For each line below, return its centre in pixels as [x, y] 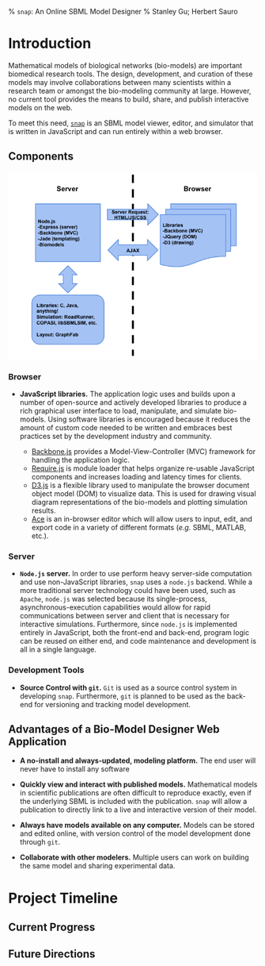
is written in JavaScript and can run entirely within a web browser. [115, 131]
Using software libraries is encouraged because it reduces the [149, 419]
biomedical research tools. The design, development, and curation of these [131, 74]
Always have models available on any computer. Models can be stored [137, 826]
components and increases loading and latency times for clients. [137, 477]
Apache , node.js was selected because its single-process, [113, 599]
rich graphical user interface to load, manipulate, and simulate [121, 411]
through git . [40, 842]
